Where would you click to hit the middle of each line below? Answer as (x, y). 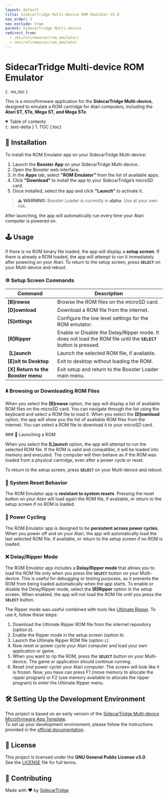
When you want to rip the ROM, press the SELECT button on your (78, 656)
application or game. (33, 651)
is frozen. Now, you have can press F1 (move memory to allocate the (83, 672)
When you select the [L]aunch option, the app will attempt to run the (76, 444)
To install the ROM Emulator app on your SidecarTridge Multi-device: (76, 154)
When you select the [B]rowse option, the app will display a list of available (82, 403)
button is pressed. (78, 345)
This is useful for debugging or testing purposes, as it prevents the (90, 578)
